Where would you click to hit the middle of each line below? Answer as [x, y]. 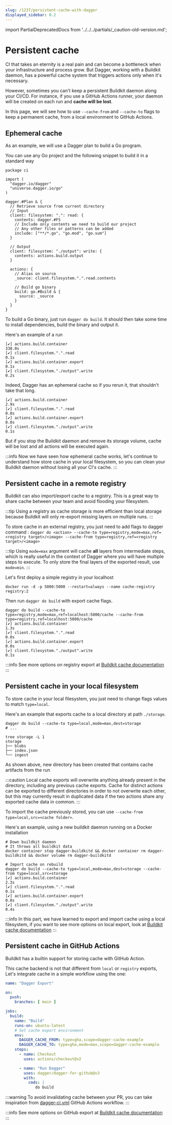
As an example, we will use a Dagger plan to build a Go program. [74, 146]
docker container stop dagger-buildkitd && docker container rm [75, 851]
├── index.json [22, 751]
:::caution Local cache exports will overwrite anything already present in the [85, 780]
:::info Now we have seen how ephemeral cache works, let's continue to [81, 456]
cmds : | [36, 1083]
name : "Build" [30, 1021]
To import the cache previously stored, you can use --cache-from [74, 812]
